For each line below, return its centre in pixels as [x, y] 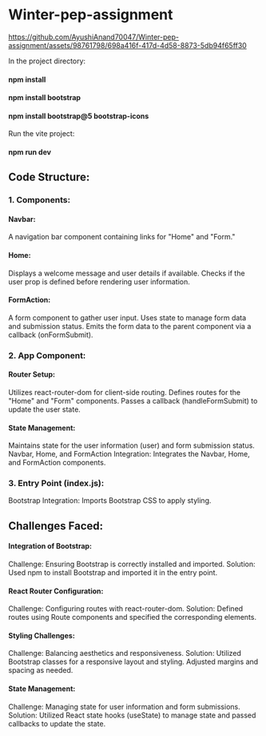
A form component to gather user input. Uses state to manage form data [127, 317]
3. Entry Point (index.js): [56, 484]
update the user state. [45, 409]
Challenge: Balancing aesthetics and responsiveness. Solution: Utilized [125, 654]
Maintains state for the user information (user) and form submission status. [132, 445]
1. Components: [39, 200]
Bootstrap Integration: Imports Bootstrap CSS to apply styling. [110, 501]
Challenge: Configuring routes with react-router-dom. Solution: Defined [126, 609]
